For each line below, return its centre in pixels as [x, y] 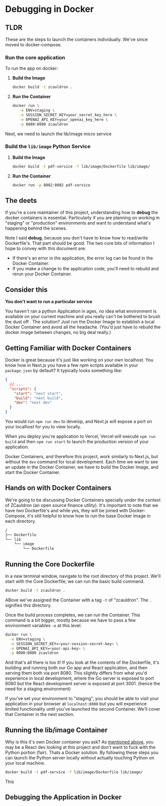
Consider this [27, 289]
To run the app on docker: [32, 69]
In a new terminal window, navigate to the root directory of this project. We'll [83, 576]
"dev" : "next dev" [33, 403]
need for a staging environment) [38, 689]
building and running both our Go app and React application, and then [76, 668]
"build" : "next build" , [39, 398]
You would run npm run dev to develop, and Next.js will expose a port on [79, 421]
